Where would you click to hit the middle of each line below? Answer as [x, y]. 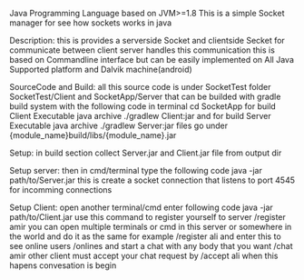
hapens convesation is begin [63, 265]
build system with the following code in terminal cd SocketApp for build [143, 106]
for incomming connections [61, 190]
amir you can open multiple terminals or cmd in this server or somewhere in [151, 227]
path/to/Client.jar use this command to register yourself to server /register [147, 217]
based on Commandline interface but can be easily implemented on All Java [152, 60]
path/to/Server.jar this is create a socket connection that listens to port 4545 [152, 180]
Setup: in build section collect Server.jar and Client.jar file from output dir [146, 153]
